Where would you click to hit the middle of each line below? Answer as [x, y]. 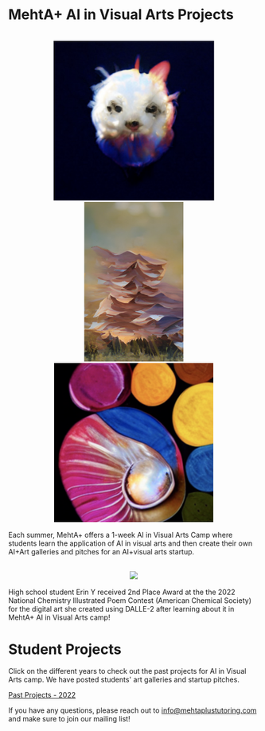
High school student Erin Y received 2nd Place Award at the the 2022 [122, 592]
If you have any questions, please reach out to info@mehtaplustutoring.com [132, 710]
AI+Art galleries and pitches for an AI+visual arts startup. [101, 551]
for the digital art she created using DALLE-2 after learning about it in [121, 609]
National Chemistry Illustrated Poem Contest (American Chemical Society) [130, 600]
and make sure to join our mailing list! [69, 719]
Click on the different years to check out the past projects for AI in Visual [127, 671]
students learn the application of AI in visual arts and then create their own [131, 543]
